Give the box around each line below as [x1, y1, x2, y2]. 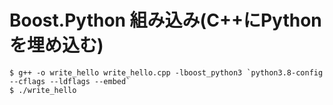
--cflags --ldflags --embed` [9, 76, 131, 86]
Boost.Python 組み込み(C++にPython [9, 9, 322, 32]
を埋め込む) [9, 34, 104, 57]
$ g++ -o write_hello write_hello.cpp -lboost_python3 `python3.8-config [9, 67, 324, 78]
